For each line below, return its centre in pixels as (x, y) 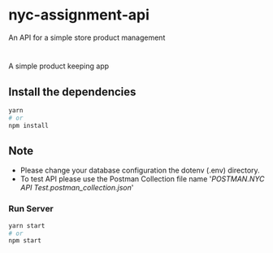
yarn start (27, 225)
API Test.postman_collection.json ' (77, 188)
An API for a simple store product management (87, 37)
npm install (28, 125)
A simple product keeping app (59, 66)
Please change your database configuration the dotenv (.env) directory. (140, 170)
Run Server (31, 209)
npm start (25, 241)
